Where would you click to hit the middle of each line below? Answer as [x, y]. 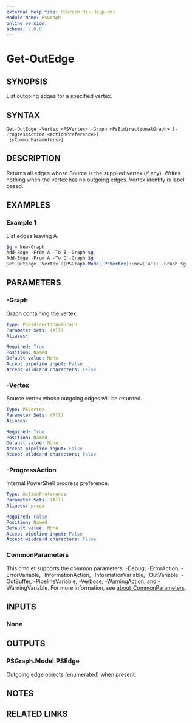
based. [15, 186]
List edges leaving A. [33, 236]
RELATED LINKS [37, 714]
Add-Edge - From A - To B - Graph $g [50, 253]
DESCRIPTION [33, 159]
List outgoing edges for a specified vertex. [59, 96]
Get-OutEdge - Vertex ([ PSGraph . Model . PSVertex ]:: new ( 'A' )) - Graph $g [96, 264]
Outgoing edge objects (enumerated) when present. [71, 674]
